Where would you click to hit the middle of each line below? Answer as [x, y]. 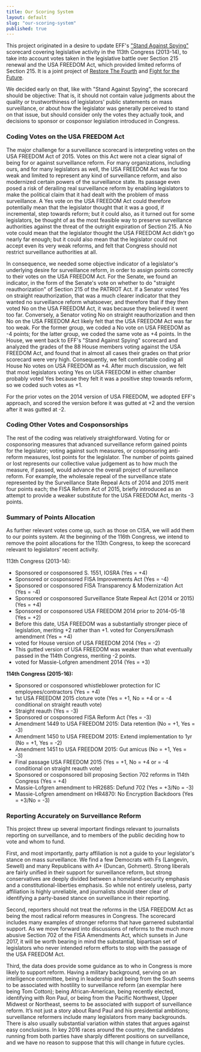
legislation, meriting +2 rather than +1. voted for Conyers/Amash [94, 630]
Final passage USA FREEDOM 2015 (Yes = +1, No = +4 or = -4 [92, 762]
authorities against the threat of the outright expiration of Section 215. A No [99, 227]
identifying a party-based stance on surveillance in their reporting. [88, 898]
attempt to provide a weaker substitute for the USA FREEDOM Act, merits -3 [100, 495]
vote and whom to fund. [36, 842]
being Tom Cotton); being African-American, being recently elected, [91, 991]
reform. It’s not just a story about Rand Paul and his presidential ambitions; [98, 1011]
